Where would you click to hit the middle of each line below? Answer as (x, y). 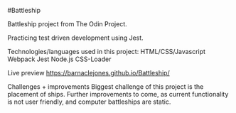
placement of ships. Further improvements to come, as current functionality (118, 94)
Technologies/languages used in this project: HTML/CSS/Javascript (107, 52)
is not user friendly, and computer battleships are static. (89, 102)
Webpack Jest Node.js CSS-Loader (59, 59)
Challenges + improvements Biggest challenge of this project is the (106, 87)
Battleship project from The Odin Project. (68, 24)
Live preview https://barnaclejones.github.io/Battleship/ (88, 73)
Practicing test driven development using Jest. (75, 38)
